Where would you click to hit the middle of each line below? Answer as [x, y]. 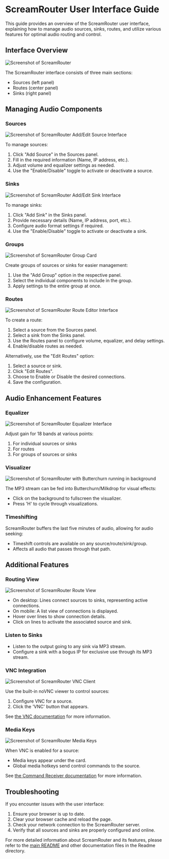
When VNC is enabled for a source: [42, 750]
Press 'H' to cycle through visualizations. [55, 504]
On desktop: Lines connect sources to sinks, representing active [80, 600]
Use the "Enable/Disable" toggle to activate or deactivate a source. [83, 171]
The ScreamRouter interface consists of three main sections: [69, 72]
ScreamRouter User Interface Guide [82, 9]
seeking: [14, 533]
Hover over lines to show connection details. [59, 616]
